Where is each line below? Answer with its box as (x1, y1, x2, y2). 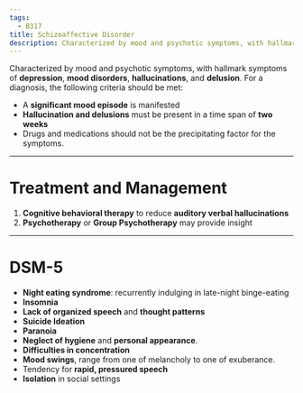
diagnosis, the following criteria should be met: (9, 82, 183, 93)
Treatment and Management (9, 178, 228, 198)
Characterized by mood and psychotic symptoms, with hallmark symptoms (9, 63, 288, 74)
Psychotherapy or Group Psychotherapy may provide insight (22, 217, 252, 228)
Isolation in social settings (22, 373, 121, 384)
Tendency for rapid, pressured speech (22, 364, 169, 375)
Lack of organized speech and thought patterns (22, 306, 206, 317)
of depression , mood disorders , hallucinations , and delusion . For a (9, 73, 263, 84)
